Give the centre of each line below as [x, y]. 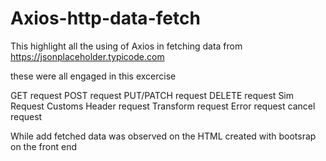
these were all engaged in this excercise [93, 76]
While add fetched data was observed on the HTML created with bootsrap [163, 136]
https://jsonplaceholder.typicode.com [87, 56]
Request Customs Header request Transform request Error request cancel [163, 106]
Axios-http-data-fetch [105, 18]
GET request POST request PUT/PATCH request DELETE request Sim [152, 95]
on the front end [43, 146]
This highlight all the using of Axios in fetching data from [126, 46]
